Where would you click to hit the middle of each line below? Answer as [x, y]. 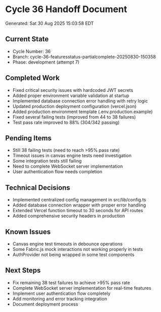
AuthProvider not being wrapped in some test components [73, 254]
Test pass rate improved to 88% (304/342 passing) [66, 122]
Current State [27, 39]
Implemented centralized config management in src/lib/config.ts [79, 200]
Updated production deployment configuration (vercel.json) [74, 106]
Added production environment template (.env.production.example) [83, 112]
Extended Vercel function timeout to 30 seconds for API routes [78, 211]
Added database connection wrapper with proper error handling [79, 205]
